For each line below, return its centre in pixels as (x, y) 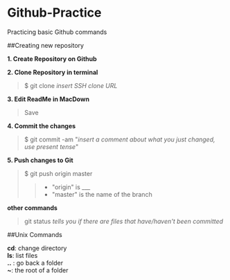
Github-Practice (54, 13)
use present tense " (51, 146)
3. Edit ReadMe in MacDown (48, 99)
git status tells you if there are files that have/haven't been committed (124, 221)
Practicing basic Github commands (57, 32)
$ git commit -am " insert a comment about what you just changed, (120, 139)
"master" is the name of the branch (102, 194)
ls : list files (23, 255)
